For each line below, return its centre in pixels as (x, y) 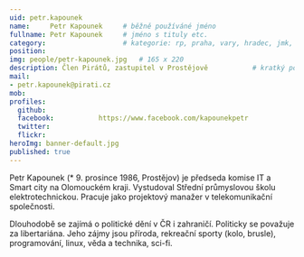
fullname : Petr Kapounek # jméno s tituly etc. (109, 34)
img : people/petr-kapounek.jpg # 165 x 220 (96, 60)
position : (28, 51)
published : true (40, 151)
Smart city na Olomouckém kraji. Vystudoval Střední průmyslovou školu (142, 187)
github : (32, 110)
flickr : (32, 135)
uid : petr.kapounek (46, 18)
